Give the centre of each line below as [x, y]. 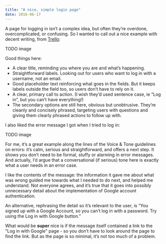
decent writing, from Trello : [33, 39]
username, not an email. [37, 78]
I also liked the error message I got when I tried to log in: [63, 125]
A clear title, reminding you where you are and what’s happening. [79, 68]
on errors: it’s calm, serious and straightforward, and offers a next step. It [80, 149]
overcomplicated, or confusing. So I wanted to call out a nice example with [81, 34]
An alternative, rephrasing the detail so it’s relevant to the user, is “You [77, 205]
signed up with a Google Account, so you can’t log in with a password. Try [81, 211]
